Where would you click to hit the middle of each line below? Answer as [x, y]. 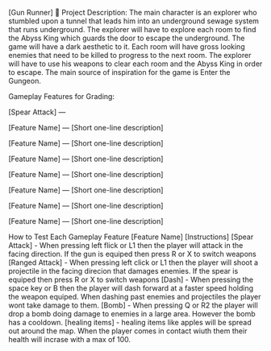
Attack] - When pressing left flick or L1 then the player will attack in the [126, 245]
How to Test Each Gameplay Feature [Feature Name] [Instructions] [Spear [131, 237]
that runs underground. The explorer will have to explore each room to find [132, 29]
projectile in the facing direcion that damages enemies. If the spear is [123, 271]
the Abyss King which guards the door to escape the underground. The [127, 38]
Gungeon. [25, 81]
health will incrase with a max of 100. [70, 339]
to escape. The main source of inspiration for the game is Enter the [119, 72]
